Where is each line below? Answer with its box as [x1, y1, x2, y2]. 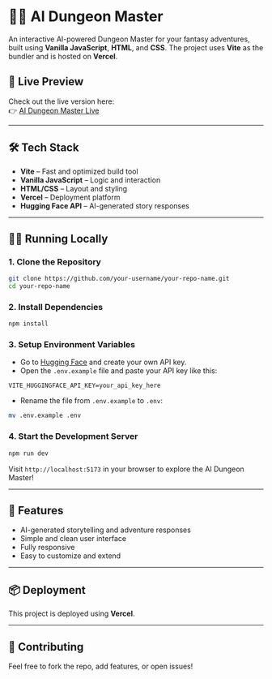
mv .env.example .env [8, 411, 82, 420]
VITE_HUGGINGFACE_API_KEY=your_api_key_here [8, 381, 161, 390]
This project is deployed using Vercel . [8, 608, 135, 619]
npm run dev [8, 449, 49, 458]
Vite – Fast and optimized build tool [19, 166, 139, 176]
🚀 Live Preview [8, 75, 84, 88]
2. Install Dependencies [8, 301, 104, 312]
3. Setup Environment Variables [8, 339, 136, 350]
